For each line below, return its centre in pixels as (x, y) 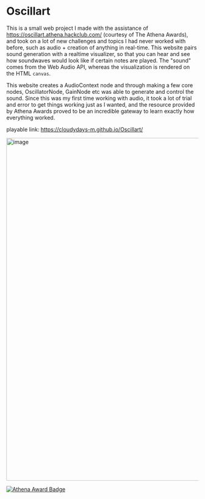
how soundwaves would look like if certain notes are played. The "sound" (99, 60)
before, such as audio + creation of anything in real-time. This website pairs (102, 48)
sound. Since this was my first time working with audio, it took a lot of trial (99, 98)
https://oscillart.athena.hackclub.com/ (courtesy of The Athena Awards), (97, 34)
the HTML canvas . (28, 73)
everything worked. (31, 118)
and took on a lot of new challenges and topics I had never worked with (96, 41)
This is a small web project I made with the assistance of (77, 28)
